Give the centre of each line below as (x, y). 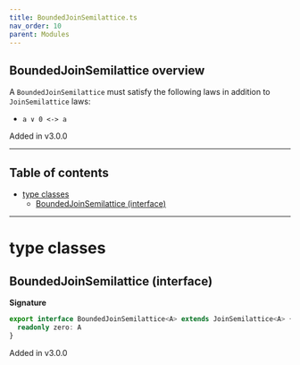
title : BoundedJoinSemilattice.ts (74, 17)
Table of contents (59, 172)
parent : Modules (39, 34)
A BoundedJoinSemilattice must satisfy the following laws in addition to (140, 92)
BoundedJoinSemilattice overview (107, 70)
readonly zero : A (50, 327)
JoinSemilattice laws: (50, 102)
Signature (28, 302)
